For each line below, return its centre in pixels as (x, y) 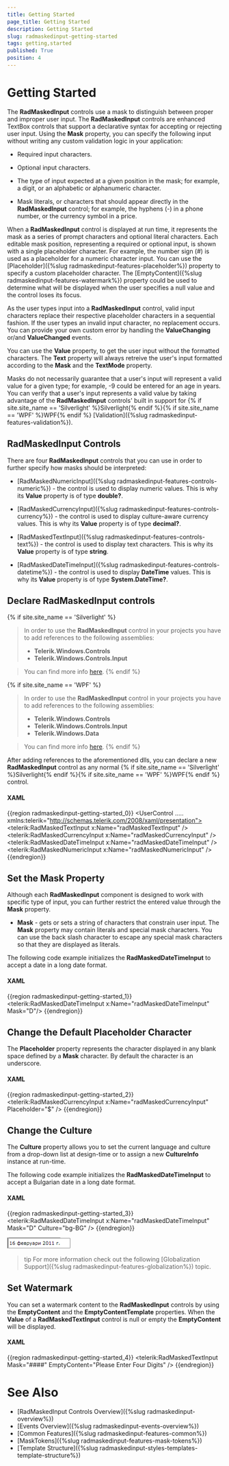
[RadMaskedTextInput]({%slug (60, 537)
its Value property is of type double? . (70, 496)
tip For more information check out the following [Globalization (112, 1259)
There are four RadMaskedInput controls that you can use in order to (105, 461)
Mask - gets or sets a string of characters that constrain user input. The (118, 922)
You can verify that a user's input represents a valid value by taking (102, 393)
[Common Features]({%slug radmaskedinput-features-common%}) (112, 1433)
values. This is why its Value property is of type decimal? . (99, 523)
